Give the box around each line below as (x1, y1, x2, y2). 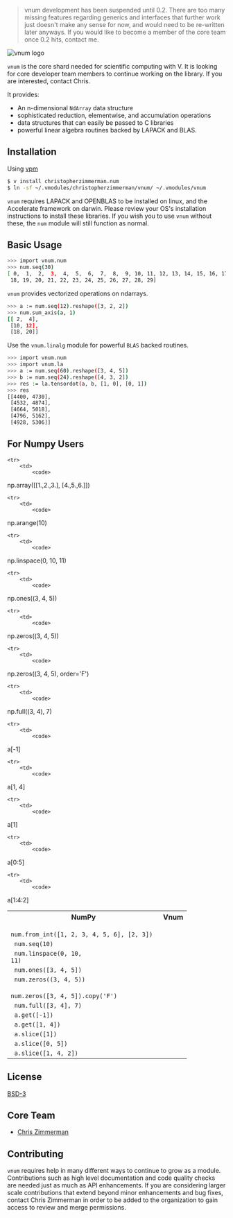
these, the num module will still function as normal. (7, 218, 149, 228)
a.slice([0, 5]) (14, 1040, 68, 1047)
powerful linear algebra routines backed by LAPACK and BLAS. (17, 126, 198, 134)
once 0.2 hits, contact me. (24, 35, 99, 44)
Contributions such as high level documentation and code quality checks (7, 1174, 216, 1182)
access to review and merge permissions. (7, 1203, 126, 1212)
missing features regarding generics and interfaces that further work (24, 13, 221, 22)
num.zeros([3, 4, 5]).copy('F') (10, 992, 118, 1000)
